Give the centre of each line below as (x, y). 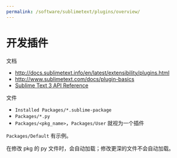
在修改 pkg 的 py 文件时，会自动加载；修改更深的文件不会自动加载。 (90, 148)
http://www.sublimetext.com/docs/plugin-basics (74, 79)
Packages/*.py (32, 116)
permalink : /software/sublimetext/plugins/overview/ (73, 12)
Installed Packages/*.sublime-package (63, 110)
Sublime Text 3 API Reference (51, 85)
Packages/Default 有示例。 (39, 135)
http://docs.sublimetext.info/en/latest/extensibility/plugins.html (92, 73)
